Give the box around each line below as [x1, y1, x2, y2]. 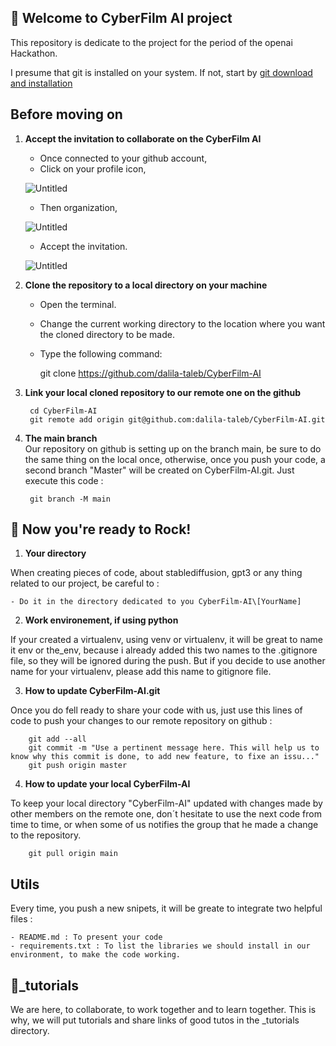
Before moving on [10, 106, 123, 123]
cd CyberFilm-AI [29, 406, 98, 416]
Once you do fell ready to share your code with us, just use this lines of [10, 704, 303, 716]
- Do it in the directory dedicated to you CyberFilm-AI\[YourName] [10, 597, 302, 607]
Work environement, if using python [24, 614, 179, 626]
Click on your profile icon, [39, 162, 147, 175]
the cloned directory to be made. [39, 328, 175, 340]
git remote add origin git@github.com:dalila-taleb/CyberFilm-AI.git [29, 414, 326, 425]
